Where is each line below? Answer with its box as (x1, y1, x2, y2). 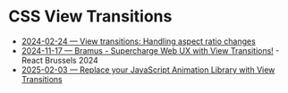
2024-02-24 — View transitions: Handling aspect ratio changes (21, 36, 256, 46)
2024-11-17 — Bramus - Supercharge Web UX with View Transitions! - (21, 45, 280, 55)
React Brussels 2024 (21, 55, 99, 65)
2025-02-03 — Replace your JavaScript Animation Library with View (21, 64, 275, 75)
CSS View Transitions (8, 6, 173, 27)
